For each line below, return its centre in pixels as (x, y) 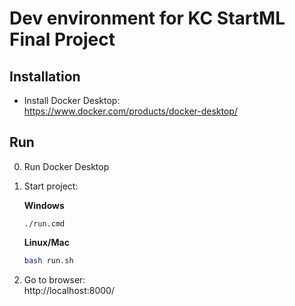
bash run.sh (48, 260)
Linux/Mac (46, 242)
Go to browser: (54, 279)
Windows (44, 205)
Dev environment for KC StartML (147, 18)
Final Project (62, 39)
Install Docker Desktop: (72, 100)
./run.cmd (44, 223)
